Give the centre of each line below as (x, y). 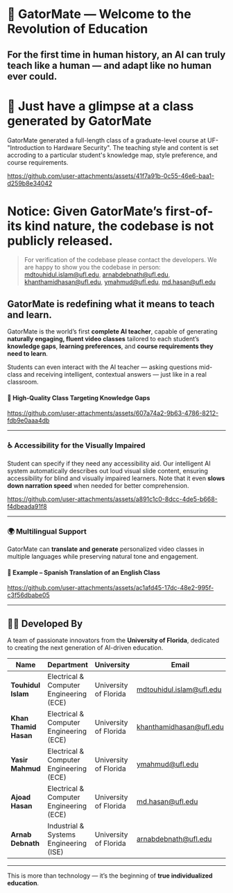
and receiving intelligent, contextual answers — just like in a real (115, 375)
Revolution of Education (78, 29)
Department (68, 665)
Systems (62, 835)
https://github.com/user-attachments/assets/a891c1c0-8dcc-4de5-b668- (113, 499)
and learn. (29, 314)
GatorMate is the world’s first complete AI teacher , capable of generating (112, 331)
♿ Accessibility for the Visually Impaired (76, 445)
